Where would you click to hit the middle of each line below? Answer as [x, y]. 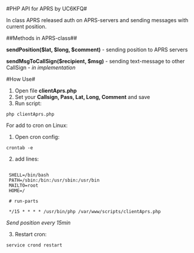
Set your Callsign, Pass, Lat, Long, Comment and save [82, 97]
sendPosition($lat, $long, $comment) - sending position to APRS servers [97, 50]
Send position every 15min [38, 223]
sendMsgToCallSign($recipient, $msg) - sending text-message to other [96, 61]
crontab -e [20, 148]
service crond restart [34, 245]
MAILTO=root [24, 186]
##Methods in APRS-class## [42, 38]
